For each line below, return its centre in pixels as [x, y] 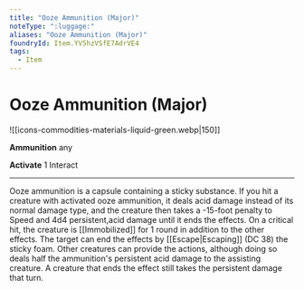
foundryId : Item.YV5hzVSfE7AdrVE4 [75, 43]
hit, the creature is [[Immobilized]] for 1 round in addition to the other [137, 229]
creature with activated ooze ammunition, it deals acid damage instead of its [152, 200]
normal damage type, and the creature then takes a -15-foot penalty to [141, 210]
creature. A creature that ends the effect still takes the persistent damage [146, 267]
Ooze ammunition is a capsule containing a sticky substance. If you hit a [144, 190]
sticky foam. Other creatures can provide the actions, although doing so [143, 248]
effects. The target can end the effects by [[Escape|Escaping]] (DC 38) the [149, 239]
